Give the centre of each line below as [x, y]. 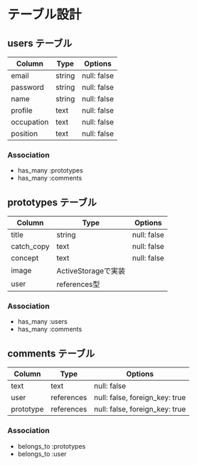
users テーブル [40, 43]
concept [25, 258]
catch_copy [30, 247]
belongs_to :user [42, 454]
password [27, 87]
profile [22, 110]
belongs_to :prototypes [52, 446]
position [24, 134]
